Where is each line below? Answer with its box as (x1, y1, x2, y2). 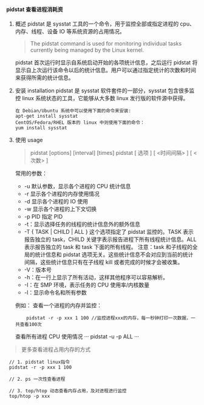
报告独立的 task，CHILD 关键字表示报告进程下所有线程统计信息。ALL (24, 236, 197, 243)
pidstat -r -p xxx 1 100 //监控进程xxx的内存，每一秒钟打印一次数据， (26, 315, 191, 321)
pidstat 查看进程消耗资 (6, 5, 64, 13)
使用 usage (15, 137, 44, 144)
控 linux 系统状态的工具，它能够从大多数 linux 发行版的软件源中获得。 (15, 95, 189, 102)
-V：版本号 (24, 266, 52, 273)
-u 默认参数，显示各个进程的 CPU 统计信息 (24, 183, 131, 190)
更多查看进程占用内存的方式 (21, 346, 91, 353)
